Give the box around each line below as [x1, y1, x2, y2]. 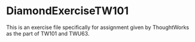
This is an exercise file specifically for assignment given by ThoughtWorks [6, 24, 190, 31]
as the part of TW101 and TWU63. [6, 30, 90, 37]
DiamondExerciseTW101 [6, 4, 129, 18]
